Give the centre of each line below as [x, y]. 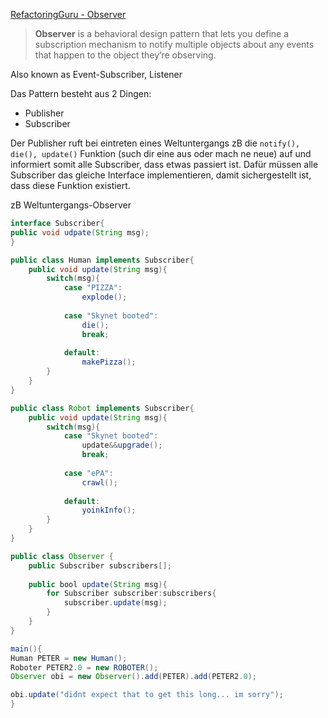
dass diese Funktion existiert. [70, 185]
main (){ [26, 649]
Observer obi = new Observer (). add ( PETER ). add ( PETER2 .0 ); [133, 677]
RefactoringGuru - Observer [68, 14]
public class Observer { [62, 556]
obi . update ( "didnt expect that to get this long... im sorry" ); [147, 695]
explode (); [104, 297]
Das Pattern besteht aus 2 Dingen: [81, 93]
